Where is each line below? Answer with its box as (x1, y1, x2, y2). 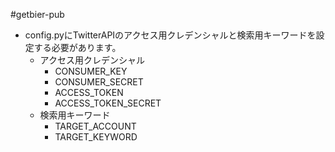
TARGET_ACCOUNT (54, 120, 137, 132)
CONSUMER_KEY (54, 65, 128, 77)
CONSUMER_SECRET (54, 76, 144, 88)
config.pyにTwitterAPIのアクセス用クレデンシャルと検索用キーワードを (24, 29, 317, 41)
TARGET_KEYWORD (54, 131, 138, 143)
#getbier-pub (10, 9, 65, 20)
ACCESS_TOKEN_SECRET (54, 97, 162, 109)
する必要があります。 (33, 42, 122, 53)
